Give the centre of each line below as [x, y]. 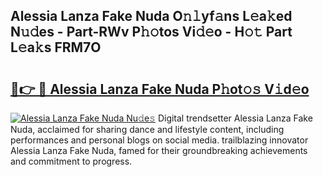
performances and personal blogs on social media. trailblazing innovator [159, 140]
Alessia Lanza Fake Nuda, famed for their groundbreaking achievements [159, 150]
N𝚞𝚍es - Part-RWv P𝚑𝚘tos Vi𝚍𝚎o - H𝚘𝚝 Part [151, 32]
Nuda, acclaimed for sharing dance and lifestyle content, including [147, 129]
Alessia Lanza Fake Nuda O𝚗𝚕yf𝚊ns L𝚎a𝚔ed [151, 16]
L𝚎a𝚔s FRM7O [56, 47]
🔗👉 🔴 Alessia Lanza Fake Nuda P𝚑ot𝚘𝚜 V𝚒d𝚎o [160, 89]
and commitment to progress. [71, 161]
